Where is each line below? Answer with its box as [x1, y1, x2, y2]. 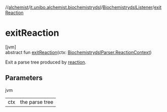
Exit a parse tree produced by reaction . [5, 59, 87, 65]
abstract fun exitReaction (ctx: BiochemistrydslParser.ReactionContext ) [5, 49, 152, 55]
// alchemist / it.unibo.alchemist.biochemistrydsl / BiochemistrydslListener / [5, 5, 154, 10]
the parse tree [20, 98, 54, 105]
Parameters [5, 74, 43, 82]
